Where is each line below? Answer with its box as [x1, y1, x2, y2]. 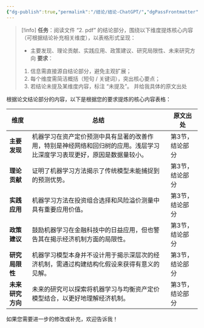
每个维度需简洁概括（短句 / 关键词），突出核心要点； [30, 75, 161, 82]
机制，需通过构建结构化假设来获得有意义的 [38, 259, 160, 268]
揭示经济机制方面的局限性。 [50, 234, 129, 243]
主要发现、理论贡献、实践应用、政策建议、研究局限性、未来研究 [30, 47, 190, 54]
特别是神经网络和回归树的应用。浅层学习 [44, 141, 160, 149]
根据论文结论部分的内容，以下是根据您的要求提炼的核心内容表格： [6, 95, 171, 103]
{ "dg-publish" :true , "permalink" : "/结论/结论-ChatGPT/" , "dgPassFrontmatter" [6, 9, 199, 15]
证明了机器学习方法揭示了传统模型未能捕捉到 [32, 166, 160, 175]
